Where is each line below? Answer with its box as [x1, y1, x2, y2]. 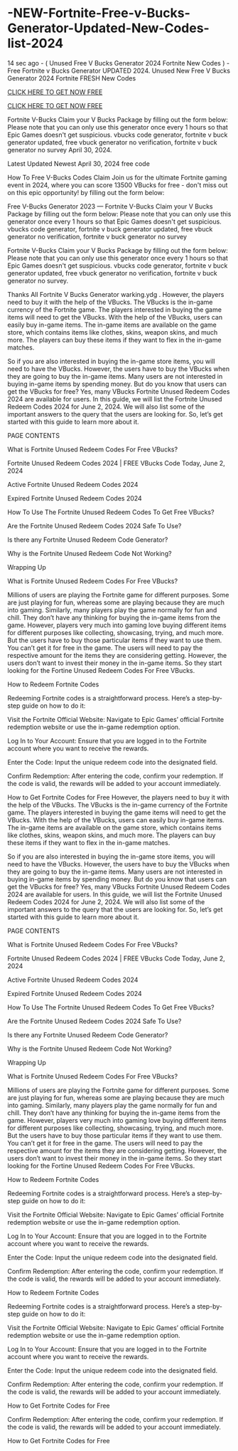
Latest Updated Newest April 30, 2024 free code [7, 159, 151, 168]
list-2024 [7, 36, 64, 51]
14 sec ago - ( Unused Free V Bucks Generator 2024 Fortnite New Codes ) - [7, 58, 229, 67]
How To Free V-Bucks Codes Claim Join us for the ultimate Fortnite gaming [7, 173, 227, 182]
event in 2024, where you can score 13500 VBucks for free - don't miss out [7, 180, 228, 189]
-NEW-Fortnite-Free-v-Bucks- [7, 5, 190, 21]
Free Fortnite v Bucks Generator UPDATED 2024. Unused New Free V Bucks [7, 66, 231, 75]
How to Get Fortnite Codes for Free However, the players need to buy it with [7, 792, 229, 802]
